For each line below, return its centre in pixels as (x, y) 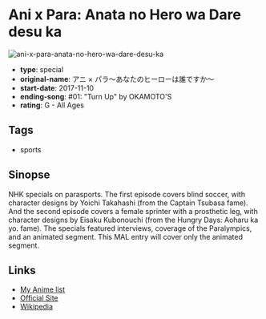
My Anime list (42, 289)
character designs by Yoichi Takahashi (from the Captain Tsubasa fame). (128, 203)
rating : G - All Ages (52, 105)
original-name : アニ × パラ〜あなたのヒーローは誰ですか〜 (117, 79)
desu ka (35, 32)
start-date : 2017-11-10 (57, 88)
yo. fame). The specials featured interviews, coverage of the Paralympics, (130, 228)
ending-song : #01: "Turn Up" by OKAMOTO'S (96, 96)
